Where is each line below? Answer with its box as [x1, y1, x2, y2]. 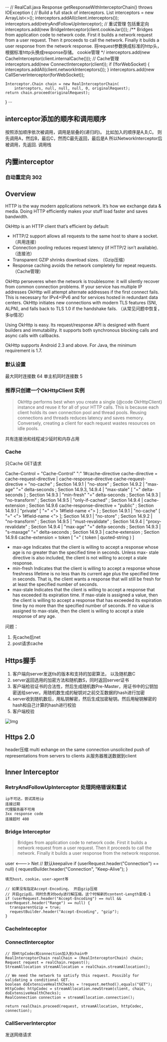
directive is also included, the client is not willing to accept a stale [12, 554, 147, 560]
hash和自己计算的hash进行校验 [12, 702, 76, 708]
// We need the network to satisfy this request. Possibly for [5, 973, 140, 978]
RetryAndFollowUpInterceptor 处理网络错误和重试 [5, 784, 127, 791]
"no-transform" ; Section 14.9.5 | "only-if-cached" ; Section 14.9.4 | [5, 497, 143, 503]
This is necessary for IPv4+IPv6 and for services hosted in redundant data [5, 294, 158, 300]
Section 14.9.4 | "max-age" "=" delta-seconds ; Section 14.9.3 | [30, 523, 161, 530]
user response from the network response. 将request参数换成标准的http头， [5, 43, 162, 49]
